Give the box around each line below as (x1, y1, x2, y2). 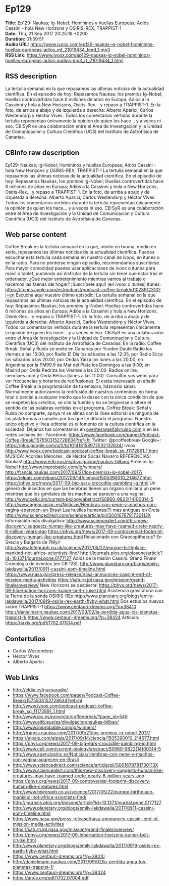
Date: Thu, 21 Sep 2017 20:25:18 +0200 (5, 30, 88, 36)
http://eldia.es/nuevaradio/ (12, 687, 68, 693)
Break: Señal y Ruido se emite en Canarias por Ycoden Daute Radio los (5, 346, 152, 352)
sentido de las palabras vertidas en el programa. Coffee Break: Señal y (5, 405, 152, 411)
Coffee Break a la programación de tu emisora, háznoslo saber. (5, 383, 137, 389)
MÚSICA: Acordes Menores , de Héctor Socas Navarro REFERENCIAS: (5, 453, 151, 459)
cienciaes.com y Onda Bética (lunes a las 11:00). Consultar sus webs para (5, 373, 158, 379)
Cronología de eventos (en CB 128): (5, 561, 79, 567)
